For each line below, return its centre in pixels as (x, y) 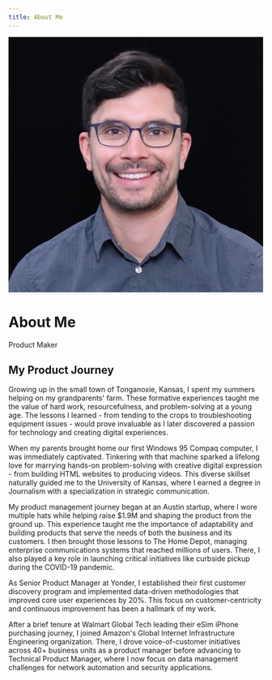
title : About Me (36, 17)
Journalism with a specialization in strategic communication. (109, 491)
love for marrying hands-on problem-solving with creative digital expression (135, 465)
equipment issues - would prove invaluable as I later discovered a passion (132, 424)
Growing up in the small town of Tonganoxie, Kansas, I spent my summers (132, 390)
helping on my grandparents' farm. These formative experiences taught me (134, 398)
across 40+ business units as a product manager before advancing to (125, 650)
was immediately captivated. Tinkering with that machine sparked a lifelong (134, 457)
